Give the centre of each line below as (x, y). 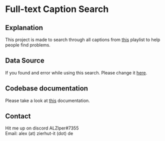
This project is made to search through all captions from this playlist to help (83, 39)
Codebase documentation (47, 88)
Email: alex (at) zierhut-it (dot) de (39, 133)
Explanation (24, 28)
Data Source (25, 61)
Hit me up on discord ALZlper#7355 (42, 128)
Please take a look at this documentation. (47, 100)
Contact (18, 116)
